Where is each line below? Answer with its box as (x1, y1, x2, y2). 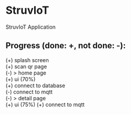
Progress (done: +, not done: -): (5, 41, 126, 51)
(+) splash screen (5, 56, 49, 63)
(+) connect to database (5, 82, 65, 89)
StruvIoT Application (5, 23, 56, 30)
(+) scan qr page (5, 63, 47, 70)
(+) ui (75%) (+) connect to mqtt (5, 101, 85, 108)
